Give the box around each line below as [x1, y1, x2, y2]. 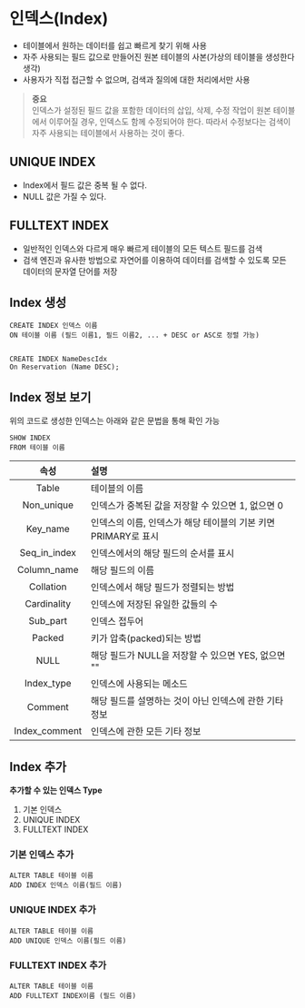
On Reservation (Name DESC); [9, 362, 120, 372]
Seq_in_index [19, 547, 77, 559]
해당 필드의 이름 [90, 564, 154, 577]
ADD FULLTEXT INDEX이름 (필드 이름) [9, 991, 137, 1000]
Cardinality [25, 598, 72, 610]
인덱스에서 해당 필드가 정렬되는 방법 [90, 581, 235, 594]
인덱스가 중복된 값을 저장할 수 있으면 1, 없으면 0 [90, 499, 284, 512]
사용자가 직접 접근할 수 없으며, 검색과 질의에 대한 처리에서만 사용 [22, 74, 251, 84]
